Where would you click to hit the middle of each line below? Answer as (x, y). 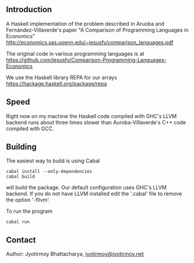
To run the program (29, 211)
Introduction (29, 10)
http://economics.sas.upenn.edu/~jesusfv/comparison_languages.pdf (90, 42)
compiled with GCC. (30, 129)
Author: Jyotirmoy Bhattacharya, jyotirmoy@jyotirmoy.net (75, 254)
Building (21, 147)
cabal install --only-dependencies (49, 172)
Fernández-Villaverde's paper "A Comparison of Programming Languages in (97, 30)
